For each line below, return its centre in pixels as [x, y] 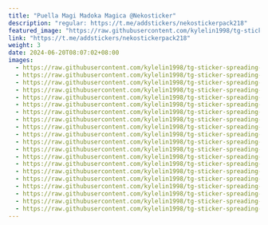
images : [21, 61]
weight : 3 [25, 45]
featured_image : [35, 30]
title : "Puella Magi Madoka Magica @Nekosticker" [93, 16]
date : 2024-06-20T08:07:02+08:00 [64, 53]
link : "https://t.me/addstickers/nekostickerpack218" [100, 38]
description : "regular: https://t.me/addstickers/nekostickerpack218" [128, 23]
